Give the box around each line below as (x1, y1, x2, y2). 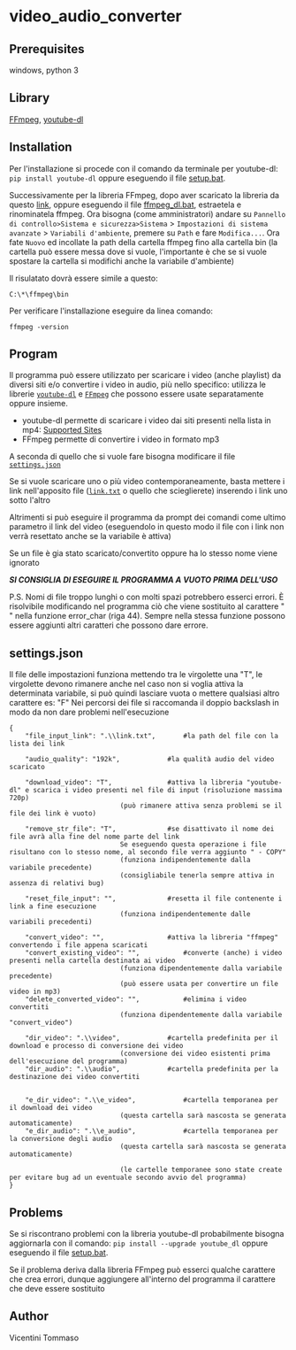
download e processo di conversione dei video (9, 1042, 184, 1051)
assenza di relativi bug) (9, 879, 104, 888)
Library (9, 90, 50, 105)
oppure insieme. (9, 398, 69, 409)
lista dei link (9, 739, 65, 749)
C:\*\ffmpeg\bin (9, 289, 69, 298)
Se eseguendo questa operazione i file (119, 840, 267, 849)
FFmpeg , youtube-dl (9, 113, 84, 125)
